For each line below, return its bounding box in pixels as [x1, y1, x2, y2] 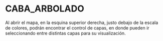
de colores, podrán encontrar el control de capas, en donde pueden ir [5, 24, 149, 30]
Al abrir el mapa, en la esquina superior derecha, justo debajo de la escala [5, 19, 158, 25]
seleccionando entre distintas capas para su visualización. [5, 30, 126, 36]
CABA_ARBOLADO [5, 3, 84, 14]
